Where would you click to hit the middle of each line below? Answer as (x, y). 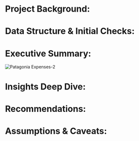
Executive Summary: (48, 53)
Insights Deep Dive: (46, 87)
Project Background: (48, 9)
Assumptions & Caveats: (56, 131)
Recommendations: (46, 109)
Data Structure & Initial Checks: (70, 31)
